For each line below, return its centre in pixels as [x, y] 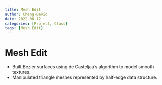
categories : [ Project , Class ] [37, 24]
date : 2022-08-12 [23, 19]
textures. [21, 72]
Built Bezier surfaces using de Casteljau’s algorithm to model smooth [83, 67]
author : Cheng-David [27, 14]
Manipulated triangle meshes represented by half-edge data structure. [85, 77]
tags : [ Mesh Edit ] [24, 28]
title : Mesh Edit [23, 10]
